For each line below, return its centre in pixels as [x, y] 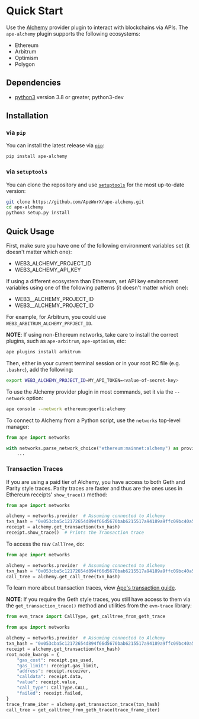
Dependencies [33, 83]
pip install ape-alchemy [37, 156]
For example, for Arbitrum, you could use [56, 317]
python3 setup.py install [38, 213]
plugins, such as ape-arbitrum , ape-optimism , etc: [66, 341]
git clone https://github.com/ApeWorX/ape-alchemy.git [75, 202]
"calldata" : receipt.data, [50, 677]
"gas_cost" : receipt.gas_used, [55, 660]
